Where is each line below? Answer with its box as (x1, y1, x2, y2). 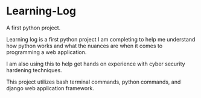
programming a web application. (6, 48, 87, 55)
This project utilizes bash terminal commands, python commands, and (6, 78, 181, 85)
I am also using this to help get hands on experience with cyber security (6, 60, 185, 67)
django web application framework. (6, 84, 95, 91)
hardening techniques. (6, 66, 62, 73)
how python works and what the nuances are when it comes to (6, 42, 163, 49)
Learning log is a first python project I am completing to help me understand (6, 35, 196, 43)
